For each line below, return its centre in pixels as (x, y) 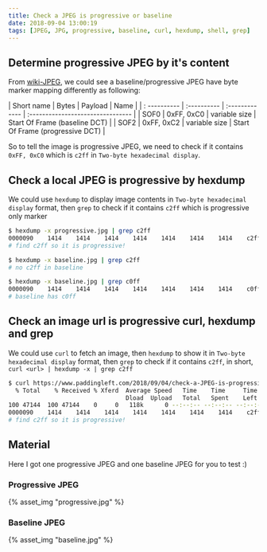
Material (29, 445)
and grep (31, 334)
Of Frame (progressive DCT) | (57, 131)
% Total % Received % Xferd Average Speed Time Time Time (137, 390)
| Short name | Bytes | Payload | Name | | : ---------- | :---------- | (116, 106)
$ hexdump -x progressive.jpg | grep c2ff (79, 231)
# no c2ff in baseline (46, 268)
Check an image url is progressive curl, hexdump (132, 321)
